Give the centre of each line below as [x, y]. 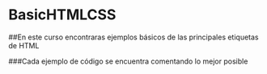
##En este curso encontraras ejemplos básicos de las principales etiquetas [133, 37]
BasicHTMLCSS [62, 15]
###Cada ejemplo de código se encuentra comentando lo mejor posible [128, 61]
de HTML [24, 45]
